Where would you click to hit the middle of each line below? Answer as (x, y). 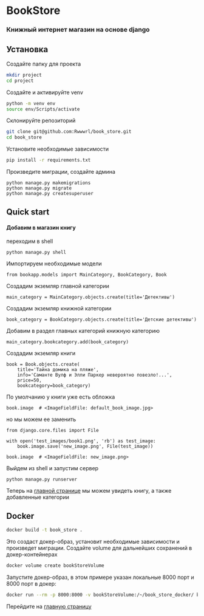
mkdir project (24, 75)
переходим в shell (30, 241)
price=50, (30, 380)
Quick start (28, 212)
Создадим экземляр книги (41, 353)
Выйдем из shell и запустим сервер (53, 468)
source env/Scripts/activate (43, 109)
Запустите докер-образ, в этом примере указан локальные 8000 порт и (100, 577)
